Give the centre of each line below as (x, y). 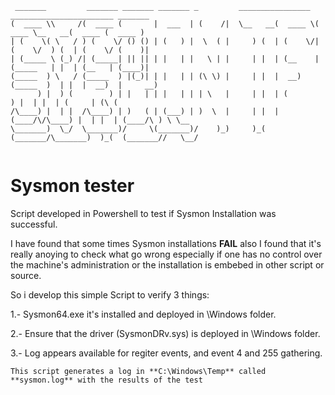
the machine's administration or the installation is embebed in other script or (167, 264)
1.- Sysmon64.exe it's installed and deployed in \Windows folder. (143, 314)
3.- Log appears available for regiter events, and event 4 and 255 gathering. (166, 353)
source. (26, 275)
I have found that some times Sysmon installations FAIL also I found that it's (166, 243)
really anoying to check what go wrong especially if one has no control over (166, 254)
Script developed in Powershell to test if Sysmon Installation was (143, 213)
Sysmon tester (72, 186)
